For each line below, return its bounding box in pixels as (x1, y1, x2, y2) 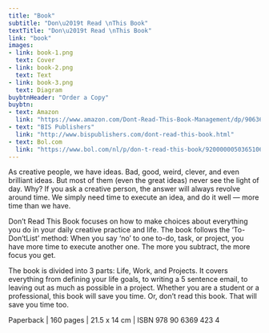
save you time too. (8, 300, 70, 310)
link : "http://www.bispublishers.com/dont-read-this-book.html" (15, 130, 235, 138)
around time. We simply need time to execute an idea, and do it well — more (8, 192, 259, 202)
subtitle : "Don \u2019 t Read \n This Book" (8, 19, 149, 27)
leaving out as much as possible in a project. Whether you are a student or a (8, 283, 260, 292)
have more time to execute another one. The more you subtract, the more (8, 242, 251, 252)
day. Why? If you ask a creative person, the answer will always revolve (8, 184, 241, 194)
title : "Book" (8, 11, 56, 20)
